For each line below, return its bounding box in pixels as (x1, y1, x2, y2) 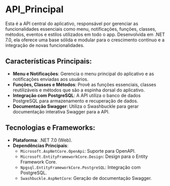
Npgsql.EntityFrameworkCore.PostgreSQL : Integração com (20, 164, 141, 170)
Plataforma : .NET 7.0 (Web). (12, 137, 72, 143)
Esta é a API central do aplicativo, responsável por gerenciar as (5, 20, 139, 27)
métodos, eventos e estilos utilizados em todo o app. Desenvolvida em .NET (5, 31, 165, 37)
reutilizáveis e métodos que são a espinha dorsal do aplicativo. (12, 87, 145, 93)
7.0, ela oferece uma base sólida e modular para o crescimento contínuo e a (5, 37, 165, 43)
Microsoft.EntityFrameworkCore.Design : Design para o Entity (20, 153, 148, 159)
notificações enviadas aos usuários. (12, 76, 88, 82)
